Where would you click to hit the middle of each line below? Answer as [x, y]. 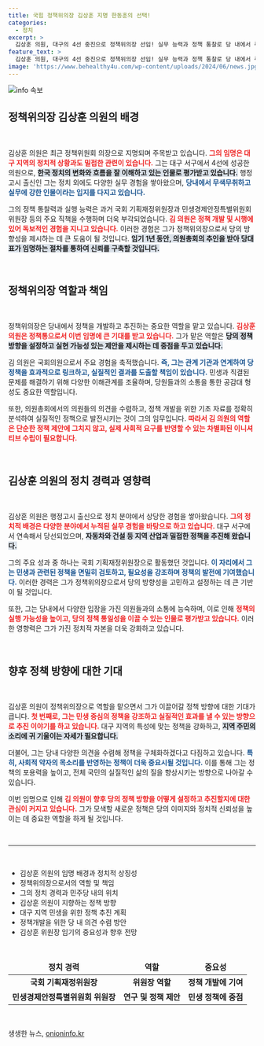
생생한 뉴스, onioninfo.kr [46, 1033]
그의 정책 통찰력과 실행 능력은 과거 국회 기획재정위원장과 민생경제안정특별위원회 [130, 208]
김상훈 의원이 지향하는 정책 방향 [68, 902]
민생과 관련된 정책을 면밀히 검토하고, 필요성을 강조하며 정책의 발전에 [119, 573]
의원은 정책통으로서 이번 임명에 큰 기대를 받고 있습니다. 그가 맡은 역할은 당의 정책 [130, 336]
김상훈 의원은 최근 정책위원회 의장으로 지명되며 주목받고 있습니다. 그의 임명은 [125, 153]
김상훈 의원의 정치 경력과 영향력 [80, 481]
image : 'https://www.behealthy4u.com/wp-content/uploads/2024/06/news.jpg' [135, 67]
